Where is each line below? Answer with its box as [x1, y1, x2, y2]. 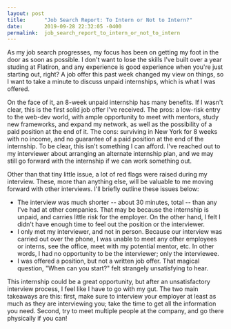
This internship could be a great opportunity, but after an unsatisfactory [7, 277, 210, 286]
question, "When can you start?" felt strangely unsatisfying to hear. [17, 264, 209, 272]
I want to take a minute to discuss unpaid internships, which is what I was [7, 77, 216, 86]
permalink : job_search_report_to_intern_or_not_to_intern [7, 29, 181, 37]
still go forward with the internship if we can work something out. [7, 157, 192, 166]
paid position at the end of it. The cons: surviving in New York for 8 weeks [7, 128, 218, 136]
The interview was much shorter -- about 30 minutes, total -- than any [17, 198, 217, 207]
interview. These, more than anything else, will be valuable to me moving [7, 177, 214, 186]
